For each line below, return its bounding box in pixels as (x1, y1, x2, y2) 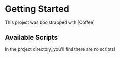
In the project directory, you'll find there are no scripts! (5, 46, 115, 52)
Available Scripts (5, 33, 58, 42)
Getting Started (5, 3, 70, 14)
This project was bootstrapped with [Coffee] (5, 19, 95, 25)
